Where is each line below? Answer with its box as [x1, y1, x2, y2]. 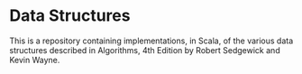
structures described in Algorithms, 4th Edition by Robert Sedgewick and [9, 44, 281, 55]
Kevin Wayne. [9, 54, 60, 65]
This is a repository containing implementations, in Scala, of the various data [9, 35, 294, 46]
